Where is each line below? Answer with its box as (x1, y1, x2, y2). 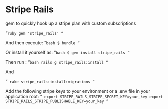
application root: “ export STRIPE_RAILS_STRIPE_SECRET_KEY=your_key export (5, 93, 163, 99)
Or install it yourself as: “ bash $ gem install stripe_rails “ (5, 49, 130, 55)
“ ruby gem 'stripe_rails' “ (5, 30, 64, 36)
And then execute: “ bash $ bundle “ (5, 39, 80, 46)
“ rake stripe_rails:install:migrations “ (5, 78, 95, 84)
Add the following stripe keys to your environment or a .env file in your (5, 88, 150, 94)
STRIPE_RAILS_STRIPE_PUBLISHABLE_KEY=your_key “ (5, 99, 109, 104)
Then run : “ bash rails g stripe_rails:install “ (5, 59, 109, 65)
